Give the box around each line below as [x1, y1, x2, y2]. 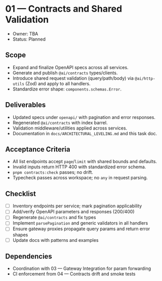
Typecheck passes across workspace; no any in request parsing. [12, 175, 148, 181]
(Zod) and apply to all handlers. [25, 80, 91, 86]
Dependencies [5, 252, 52, 261]
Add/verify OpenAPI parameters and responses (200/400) [12, 209, 135, 215]
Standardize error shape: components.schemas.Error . [12, 86, 122, 92]
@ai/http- [135, 76, 155, 81]
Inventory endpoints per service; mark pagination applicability [12, 203, 142, 209]
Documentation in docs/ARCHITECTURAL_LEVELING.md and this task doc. [12, 130, 157, 136]
